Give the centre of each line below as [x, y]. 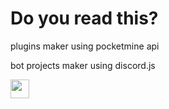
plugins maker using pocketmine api [85, 46]
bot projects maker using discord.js [83, 65]
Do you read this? [84, 18]
